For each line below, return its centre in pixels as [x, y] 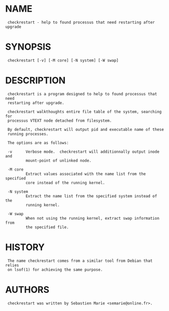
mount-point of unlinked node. [59, 160]
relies [12, 265]
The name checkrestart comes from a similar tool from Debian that [80, 261]
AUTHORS [27, 289]
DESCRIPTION [35, 80]
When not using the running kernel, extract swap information [92, 218]
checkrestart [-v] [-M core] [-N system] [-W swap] [63, 60]
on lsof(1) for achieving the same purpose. [55, 269]
